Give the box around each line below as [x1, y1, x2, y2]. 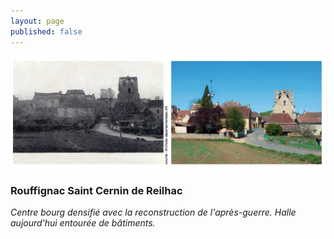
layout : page [10, 16, 65, 26]
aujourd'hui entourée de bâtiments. [10, 216, 156, 229]
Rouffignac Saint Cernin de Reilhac [10, 183, 183, 197]
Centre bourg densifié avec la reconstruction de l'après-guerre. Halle [10, 206, 297, 218]
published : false [10, 26, 83, 37]
